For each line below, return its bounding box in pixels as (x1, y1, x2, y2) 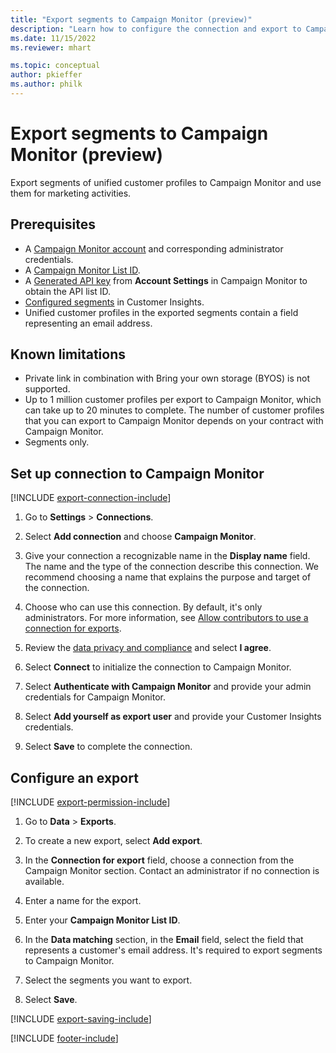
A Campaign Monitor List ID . (24, 264, 141, 276)
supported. (24, 383, 71, 395)
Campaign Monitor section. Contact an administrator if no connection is (24, 865, 320, 877)
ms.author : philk (10, 79, 83, 90)
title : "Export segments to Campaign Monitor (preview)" (10, 14, 253, 25)
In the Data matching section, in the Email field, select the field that (24, 934, 304, 946)
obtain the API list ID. (24, 285, 112, 297)
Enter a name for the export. (24, 895, 142, 907)
